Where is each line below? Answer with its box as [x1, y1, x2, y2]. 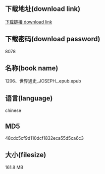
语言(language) [5, 94, 53, 102]
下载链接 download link [5, 19, 52, 25]
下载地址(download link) [5, 4, 81, 13]
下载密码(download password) [5, 35, 101, 43]
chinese [5, 107, 21, 113]
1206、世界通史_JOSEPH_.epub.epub [5, 78, 82, 84]
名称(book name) [5, 64, 58, 73]
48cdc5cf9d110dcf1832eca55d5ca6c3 [5, 135, 84, 141]
